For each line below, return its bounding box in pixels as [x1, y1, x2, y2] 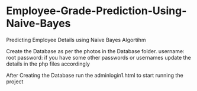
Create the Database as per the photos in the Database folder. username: [6, 47, 185, 54]
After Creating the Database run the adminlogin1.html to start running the [6, 71, 183, 79]
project [6, 78, 24, 85]
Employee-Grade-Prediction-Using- [6, 4, 187, 18]
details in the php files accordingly [6, 60, 91, 67]
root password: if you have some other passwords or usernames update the [6, 54, 191, 61]
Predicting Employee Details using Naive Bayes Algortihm [6, 36, 146, 43]
